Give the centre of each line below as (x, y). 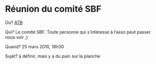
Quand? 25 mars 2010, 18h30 (35, 46)
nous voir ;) (17, 37)
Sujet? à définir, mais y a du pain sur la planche (53, 56)
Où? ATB (14, 22)
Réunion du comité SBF (53, 9)
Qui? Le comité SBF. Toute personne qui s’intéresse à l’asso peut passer (78, 32)
